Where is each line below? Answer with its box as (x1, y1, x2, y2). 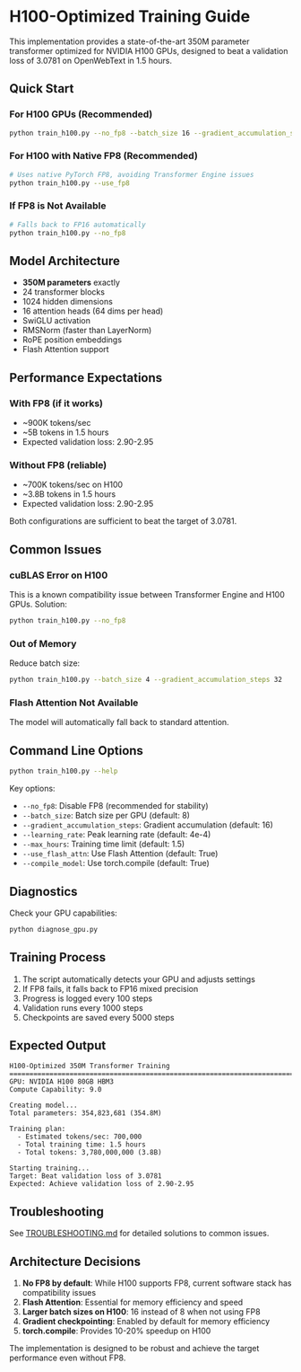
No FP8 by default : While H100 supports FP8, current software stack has (21, 1278, 292, 1288)
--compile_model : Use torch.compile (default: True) (21, 858, 211, 869)
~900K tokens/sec (21, 418, 91, 429)
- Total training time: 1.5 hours (17, 1140, 146, 1149)
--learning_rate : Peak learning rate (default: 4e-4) (21, 829, 211, 840)
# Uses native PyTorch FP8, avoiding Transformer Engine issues (9, 170, 254, 179)
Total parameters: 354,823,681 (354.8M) (9, 1109, 163, 1118)
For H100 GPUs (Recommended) (9, 108, 153, 120)
